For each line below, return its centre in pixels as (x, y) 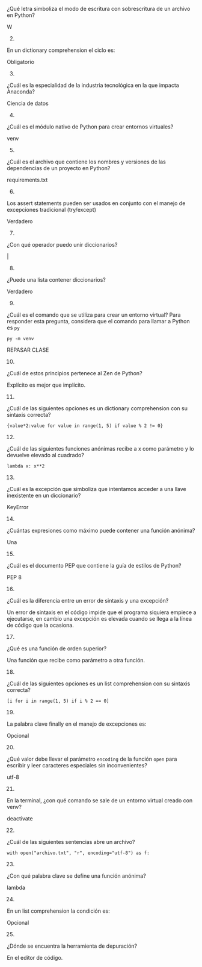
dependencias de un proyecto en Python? (59, 168)
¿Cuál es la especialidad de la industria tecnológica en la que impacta (93, 85)
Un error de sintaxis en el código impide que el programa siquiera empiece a (102, 612)
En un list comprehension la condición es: (58, 911)
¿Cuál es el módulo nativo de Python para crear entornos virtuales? (90, 127)
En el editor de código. (35, 958)
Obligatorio (21, 62)
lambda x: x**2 (26, 466)
